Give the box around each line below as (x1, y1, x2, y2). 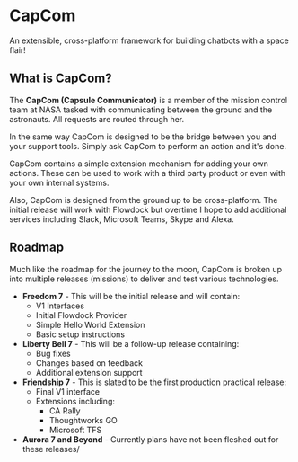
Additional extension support (35, 367, 143, 378)
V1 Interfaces (35, 300, 85, 311)
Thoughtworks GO (48, 414, 118, 425)
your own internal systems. (9, 177, 110, 188)
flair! (9, 44, 27, 55)
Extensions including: (35, 395, 115, 406)
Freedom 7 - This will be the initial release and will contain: (22, 290, 241, 301)
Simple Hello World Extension (35, 319, 145, 330)
